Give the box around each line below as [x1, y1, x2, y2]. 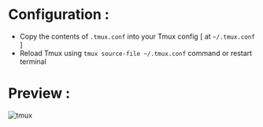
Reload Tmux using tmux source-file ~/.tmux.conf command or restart [19, 48, 253, 58]
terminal [19, 57, 47, 66]
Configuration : [8, 6, 110, 24]
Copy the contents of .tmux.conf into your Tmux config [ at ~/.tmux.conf [19, 32, 256, 41]
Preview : [8, 84, 71, 103]
